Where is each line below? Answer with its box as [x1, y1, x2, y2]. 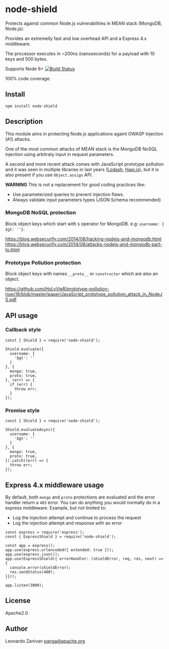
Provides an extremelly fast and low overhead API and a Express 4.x [5, 35, 147, 41]
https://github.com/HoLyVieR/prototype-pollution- [5, 286, 109, 292]
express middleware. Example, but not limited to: [5, 505, 106, 511]
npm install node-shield [5, 104, 58, 109]
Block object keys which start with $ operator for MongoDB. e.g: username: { [5, 221, 164, 227]
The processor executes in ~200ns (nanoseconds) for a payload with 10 [5, 51, 155, 57]
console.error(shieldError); [10, 565, 71, 570]
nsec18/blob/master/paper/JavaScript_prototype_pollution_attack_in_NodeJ [5, 291, 162, 297]
